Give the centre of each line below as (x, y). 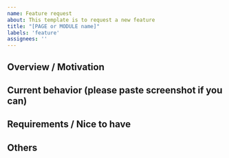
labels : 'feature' (33, 33)
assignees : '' (28, 39)
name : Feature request (40, 13)
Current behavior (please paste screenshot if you (115, 90)
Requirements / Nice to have (69, 124)
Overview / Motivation (56, 67)
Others (22, 147)
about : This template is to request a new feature (81, 20)
